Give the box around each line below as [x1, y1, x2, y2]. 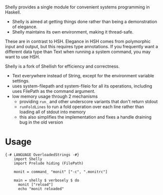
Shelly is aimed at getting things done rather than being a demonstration [12, 19, 157, 24]
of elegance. [12, 24, 37, 30]
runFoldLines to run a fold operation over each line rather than [19, 104, 145, 109]
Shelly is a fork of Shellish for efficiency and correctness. [5, 63, 120, 69]
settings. [12, 78, 30, 84]
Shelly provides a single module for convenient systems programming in [5, 4, 150, 10]
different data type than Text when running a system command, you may [5, 49, 151, 54]
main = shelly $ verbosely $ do [14, 177, 79, 183]
